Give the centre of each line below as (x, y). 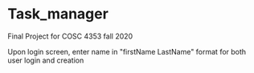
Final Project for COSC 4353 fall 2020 (70, 36)
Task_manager (58, 14)
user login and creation (46, 60)
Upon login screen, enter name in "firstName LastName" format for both (127, 51)
